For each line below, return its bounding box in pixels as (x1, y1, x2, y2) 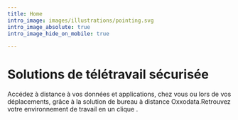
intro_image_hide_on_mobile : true (7, 30, 110, 37)
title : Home (7, 10, 43, 18)
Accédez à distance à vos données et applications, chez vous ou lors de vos (7, 90, 232, 99)
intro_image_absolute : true (7, 23, 91, 30)
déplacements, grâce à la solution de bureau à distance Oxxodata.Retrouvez (7, 97, 231, 106)
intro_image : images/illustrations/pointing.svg (7, 17, 154, 24)
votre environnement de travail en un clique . (7, 105, 139, 114)
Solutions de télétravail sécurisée (7, 66, 210, 83)
